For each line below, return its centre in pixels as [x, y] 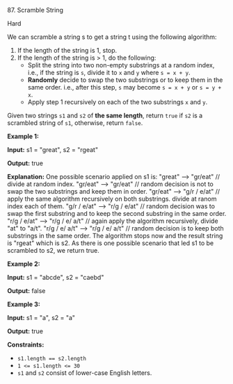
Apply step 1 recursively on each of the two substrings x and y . [118, 102]
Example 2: [24, 264]
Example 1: [23, 136]
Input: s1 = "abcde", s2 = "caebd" [56, 277]
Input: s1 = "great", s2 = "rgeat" [53, 150]
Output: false [26, 291]
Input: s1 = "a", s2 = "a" [41, 318]
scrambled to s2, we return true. [53, 250]
